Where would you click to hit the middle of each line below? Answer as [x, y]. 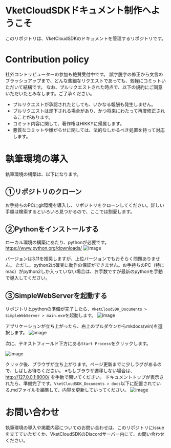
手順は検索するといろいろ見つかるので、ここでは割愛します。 [70, 211]
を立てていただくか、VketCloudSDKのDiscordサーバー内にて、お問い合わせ [85, 434]
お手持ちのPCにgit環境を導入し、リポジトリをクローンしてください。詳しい [85, 205]
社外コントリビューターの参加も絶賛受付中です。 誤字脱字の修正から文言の [84, 74]
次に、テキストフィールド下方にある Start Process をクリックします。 [78, 344]
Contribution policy [47, 60]
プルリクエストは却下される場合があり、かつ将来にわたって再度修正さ [87, 111]
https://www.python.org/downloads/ [44, 248]
